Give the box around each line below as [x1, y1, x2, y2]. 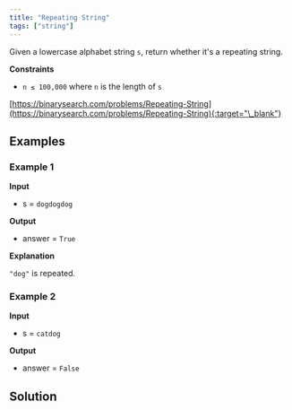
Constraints [9, 64, 55, 74]
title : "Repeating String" [9, 13, 110, 22]
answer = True [21, 233, 76, 244]
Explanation [9, 250, 56, 261]
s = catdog [21, 328, 61, 339]
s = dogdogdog [21, 198, 73, 209]
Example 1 [9, 161, 55, 173]
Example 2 [9, 291, 56, 303]
